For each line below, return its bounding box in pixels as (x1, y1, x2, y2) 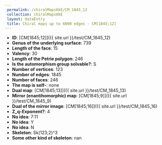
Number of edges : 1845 (11, 72, 62, 77)
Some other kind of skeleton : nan (11, 135, 82, 141)
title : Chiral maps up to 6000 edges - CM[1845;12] (6, 21, 117, 26)
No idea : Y (11, 119, 34, 125)
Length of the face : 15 (11, 45, 58, 51)
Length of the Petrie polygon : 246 (11, 56, 83, 62)
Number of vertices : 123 (11, 67, 63, 72)
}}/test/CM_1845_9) (11, 98, 52, 104)
